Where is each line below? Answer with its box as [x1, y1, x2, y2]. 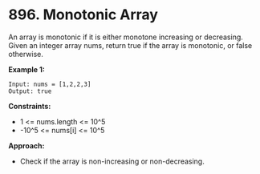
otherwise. [8, 49, 44, 59]
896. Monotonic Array [8, 6, 159, 24]
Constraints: [8, 101, 51, 111]
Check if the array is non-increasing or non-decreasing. [19, 156, 205, 166]
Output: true [8, 87, 52, 95]
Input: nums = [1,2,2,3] [8, 80, 91, 88]
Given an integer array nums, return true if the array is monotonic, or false [8, 40, 253, 50]
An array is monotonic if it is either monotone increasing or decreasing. [8, 32, 243, 42]
